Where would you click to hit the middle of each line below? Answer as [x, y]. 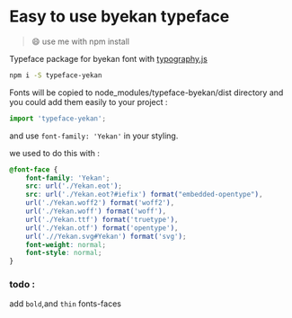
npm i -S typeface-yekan [56, 75]
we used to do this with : [55, 153]
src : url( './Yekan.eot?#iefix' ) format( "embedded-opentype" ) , [144, 195]
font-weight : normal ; [66, 244]
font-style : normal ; [64, 253]
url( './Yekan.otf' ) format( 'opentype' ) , [102, 228]
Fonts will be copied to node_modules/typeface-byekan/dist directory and [146, 93]
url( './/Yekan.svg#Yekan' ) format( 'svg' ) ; [106, 236]
